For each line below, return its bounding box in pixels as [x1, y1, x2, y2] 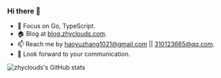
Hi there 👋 [7, 6, 41, 16]
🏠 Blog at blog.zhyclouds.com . [17, 30, 107, 38]
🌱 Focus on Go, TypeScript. [17, 22, 95, 30]
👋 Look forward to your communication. [17, 50, 131, 58]
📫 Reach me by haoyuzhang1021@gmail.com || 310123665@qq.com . [17, 40, 215, 48]
